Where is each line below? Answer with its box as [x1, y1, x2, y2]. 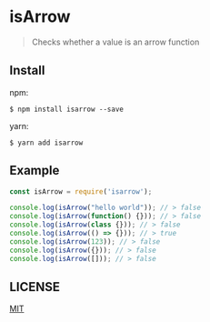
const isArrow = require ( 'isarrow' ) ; [9, 186, 153, 196]
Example [9, 163, 60, 178]
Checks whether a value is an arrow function [31, 36, 200, 47]
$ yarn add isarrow [9, 138, 84, 147]
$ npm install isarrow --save [9, 105, 125, 114]
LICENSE [9, 279, 61, 295]
